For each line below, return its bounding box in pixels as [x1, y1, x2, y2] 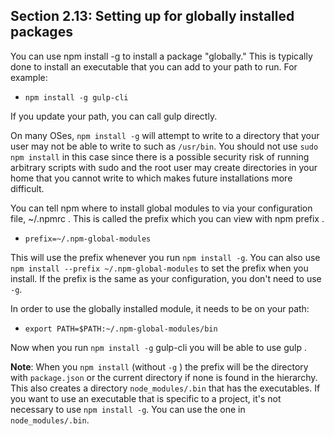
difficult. [10, 182, 45, 194]
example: [10, 71, 48, 83]
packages [10, 24, 73, 41]
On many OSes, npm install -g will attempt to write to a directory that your [10, 129, 320, 141]
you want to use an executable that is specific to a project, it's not [10, 392, 282, 404]
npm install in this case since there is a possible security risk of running [10, 150, 310, 163]
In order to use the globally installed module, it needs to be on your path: [10, 302, 310, 314]
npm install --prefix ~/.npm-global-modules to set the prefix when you [10, 262, 309, 274]
